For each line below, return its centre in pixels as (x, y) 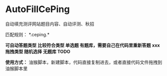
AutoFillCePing (38, 9)
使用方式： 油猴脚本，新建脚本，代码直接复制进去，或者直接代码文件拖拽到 (84, 62)
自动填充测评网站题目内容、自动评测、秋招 (50, 24)
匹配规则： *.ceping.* (27, 34)
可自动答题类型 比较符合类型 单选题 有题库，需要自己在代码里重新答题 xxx (82, 45)
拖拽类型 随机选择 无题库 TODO (38, 51)
